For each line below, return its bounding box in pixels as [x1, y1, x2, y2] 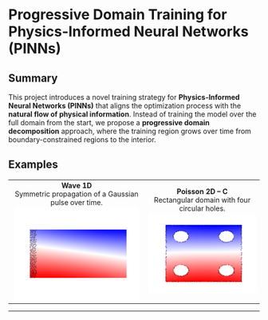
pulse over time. [50, 197, 104, 207]
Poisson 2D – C [176, 187, 228, 196]
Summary [8, 71, 58, 85]
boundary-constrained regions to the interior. [8, 135, 157, 144]
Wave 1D [61, 180, 93, 190]
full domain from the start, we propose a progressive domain [8, 118, 210, 127]
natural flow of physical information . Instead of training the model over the [8, 109, 257, 119]
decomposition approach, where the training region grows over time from [8, 126, 251, 136]
